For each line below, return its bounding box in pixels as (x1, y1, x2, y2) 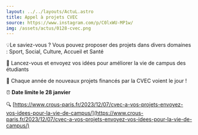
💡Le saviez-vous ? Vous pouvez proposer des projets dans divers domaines (6, 41, 191, 49)
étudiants (6, 66, 29, 73)
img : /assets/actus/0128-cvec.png (6, 25, 92, 31)
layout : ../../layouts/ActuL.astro (6, 8, 94, 15)
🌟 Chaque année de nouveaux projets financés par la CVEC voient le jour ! (6, 78, 187, 85)
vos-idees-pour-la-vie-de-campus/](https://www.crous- (6, 110, 144, 117)
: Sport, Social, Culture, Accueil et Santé (6, 48, 104, 55)
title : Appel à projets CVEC (6, 14, 78, 20)
